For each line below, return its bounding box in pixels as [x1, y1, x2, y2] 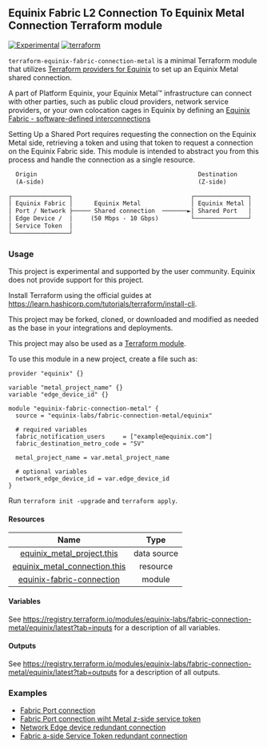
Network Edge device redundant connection [19, 722, 166, 732]
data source [133, 548, 178, 559]
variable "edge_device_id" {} [8, 391, 110, 399]
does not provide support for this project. [8, 275, 144, 285]
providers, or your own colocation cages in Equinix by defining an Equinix [8, 105, 250, 115]
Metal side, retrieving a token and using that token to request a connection [8, 138, 253, 147]
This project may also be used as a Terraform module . [8, 339, 186, 348]
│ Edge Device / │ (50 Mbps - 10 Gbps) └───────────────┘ [8, 215, 252, 223]
